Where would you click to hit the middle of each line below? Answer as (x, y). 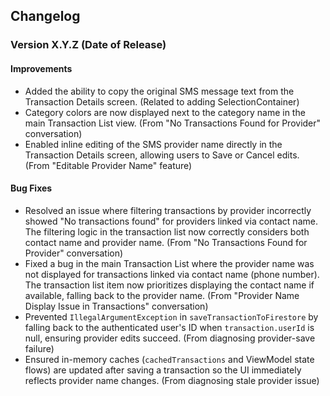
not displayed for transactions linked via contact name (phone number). (172, 274)
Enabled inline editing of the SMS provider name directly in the (153, 144)
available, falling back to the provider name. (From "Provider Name (162, 295)
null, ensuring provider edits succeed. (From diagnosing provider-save (170, 338)
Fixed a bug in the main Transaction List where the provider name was (169, 263)
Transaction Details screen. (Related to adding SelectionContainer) (162, 101)
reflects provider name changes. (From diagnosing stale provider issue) (172, 380)
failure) (39, 348)
